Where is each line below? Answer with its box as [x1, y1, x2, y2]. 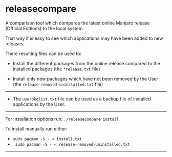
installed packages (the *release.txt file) [12, 66, 100, 72]
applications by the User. [12, 101, 66, 107]
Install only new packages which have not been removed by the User [12, 75, 159, 82]
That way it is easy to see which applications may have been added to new [5, 35, 163, 41]
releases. [5, 40, 25, 46]
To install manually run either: [5, 125, 68, 132]
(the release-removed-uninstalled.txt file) [12, 81, 103, 87]
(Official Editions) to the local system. [5, 25, 84, 31]
